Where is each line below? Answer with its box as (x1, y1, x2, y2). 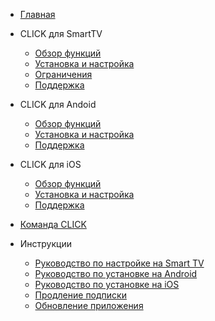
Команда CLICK (19, 219, 87, 230)
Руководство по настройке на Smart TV (34, 257, 205, 269)
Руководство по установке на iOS (34, 279, 180, 290)
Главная (19, 9, 56, 20)
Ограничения (34, 69, 93, 80)
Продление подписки (34, 289, 127, 301)
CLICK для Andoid (19, 99, 97, 110)
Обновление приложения (34, 300, 144, 311)
